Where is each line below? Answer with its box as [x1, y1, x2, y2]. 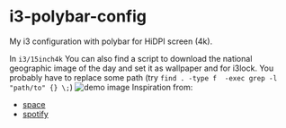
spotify [22, 108, 49, 119]
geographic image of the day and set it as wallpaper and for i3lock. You [9, 63, 274, 73]
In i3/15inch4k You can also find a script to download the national [9, 53, 253, 64]
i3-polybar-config [9, 6, 147, 27]
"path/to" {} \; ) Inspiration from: [9, 81, 193, 92]
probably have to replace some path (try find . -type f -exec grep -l [9, 72, 278, 82]
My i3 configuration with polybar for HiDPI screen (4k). [9, 36, 213, 47]
